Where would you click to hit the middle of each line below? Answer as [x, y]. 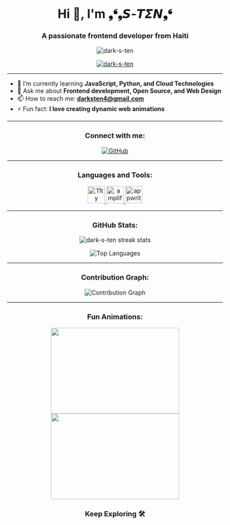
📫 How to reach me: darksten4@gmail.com [80, 99]
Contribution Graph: [115, 278]
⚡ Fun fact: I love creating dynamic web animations [91, 109]
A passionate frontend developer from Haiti [115, 36]
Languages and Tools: [115, 175]
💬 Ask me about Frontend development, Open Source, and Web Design [119, 91]
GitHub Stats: [115, 225]
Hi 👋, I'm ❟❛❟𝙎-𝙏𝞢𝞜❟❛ [115, 14]
